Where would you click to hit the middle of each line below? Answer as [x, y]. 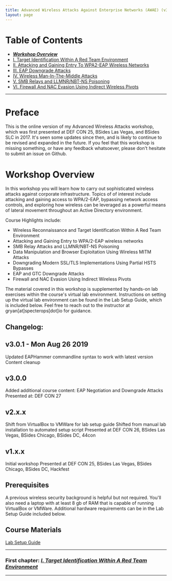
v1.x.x [15, 451]
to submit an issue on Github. [36, 154]
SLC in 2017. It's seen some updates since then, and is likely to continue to [84, 137]
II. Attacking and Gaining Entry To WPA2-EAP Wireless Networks [81, 65]
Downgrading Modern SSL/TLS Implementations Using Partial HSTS [84, 263]
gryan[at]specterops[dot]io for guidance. [49, 311]
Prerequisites [27, 485]
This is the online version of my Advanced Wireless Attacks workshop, [80, 126]
